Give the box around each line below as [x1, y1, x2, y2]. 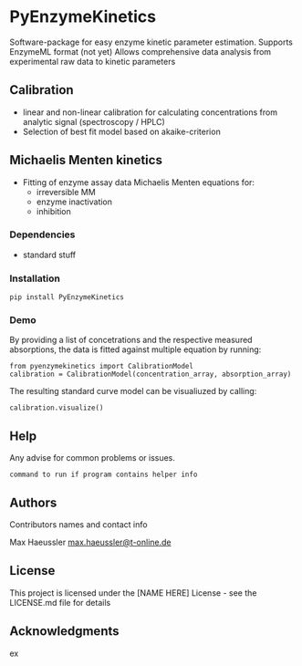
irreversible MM [36, 186, 96, 197]
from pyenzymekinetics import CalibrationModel [9, 362, 194, 371]
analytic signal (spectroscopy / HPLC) [22, 116, 166, 127]
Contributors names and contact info [9, 519, 148, 530]
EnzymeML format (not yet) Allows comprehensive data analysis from [9, 46, 272, 57]
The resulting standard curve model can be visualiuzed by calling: [9, 386, 257, 397]
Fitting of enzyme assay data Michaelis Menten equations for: [22, 176, 255, 188]
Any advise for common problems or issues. [9, 453, 176, 463]
